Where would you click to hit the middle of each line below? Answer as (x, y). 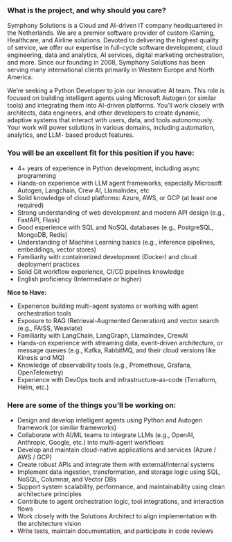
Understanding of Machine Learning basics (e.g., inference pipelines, (116, 242)
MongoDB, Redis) (42, 234)
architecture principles (49, 494)
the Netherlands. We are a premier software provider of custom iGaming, (111, 33)
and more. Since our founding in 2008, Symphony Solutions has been (106, 63)
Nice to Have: (27, 292)
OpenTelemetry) (40, 372)
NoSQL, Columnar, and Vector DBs (66, 479)
